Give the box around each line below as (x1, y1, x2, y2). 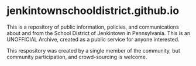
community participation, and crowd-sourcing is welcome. (6, 53, 147, 60)
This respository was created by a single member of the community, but (6, 47, 180, 54)
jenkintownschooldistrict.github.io (6, 4, 180, 18)
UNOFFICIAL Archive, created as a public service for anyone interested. (6, 36, 180, 43)
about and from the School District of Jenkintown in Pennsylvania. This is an (6, 29, 191, 36)
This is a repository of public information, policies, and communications (6, 23, 179, 30)
